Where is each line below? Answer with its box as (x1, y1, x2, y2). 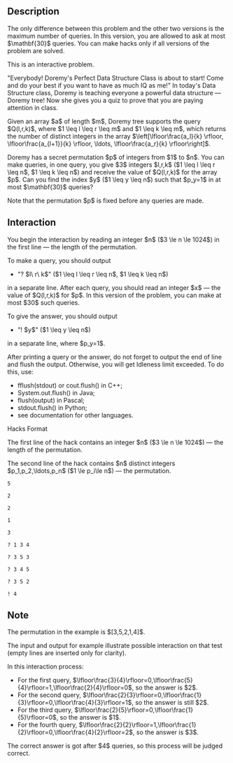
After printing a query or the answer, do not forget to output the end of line (7, 352, 223, 361)
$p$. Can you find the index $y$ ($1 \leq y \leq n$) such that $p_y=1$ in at (7, 175, 221, 184)
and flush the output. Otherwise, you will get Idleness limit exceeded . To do (7, 360, 225, 369)
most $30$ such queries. (7, 298, 80, 307)
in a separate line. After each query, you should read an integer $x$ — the (7, 283, 221, 291)
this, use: (7, 367, 34, 376)
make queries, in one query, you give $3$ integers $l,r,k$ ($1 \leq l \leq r (7, 160, 216, 169)
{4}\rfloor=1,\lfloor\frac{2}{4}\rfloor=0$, (17, 683, 134, 692)
